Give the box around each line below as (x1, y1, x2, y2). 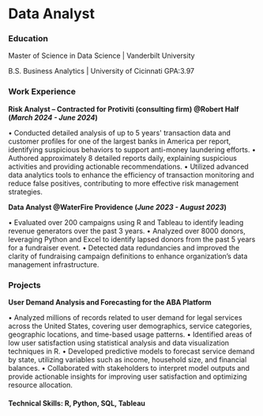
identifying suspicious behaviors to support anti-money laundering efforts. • (8, 144, 257, 155)
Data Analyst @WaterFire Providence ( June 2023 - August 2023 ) (8, 202, 227, 212)
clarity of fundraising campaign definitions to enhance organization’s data (8, 251, 248, 261)
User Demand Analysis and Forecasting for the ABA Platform (8, 298, 212, 307)
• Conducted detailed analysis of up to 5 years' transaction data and (8, 128, 231, 137)
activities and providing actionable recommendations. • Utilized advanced (8, 162, 249, 171)
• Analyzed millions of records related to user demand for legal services (8, 313, 242, 322)
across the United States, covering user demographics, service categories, (8, 322, 253, 331)
